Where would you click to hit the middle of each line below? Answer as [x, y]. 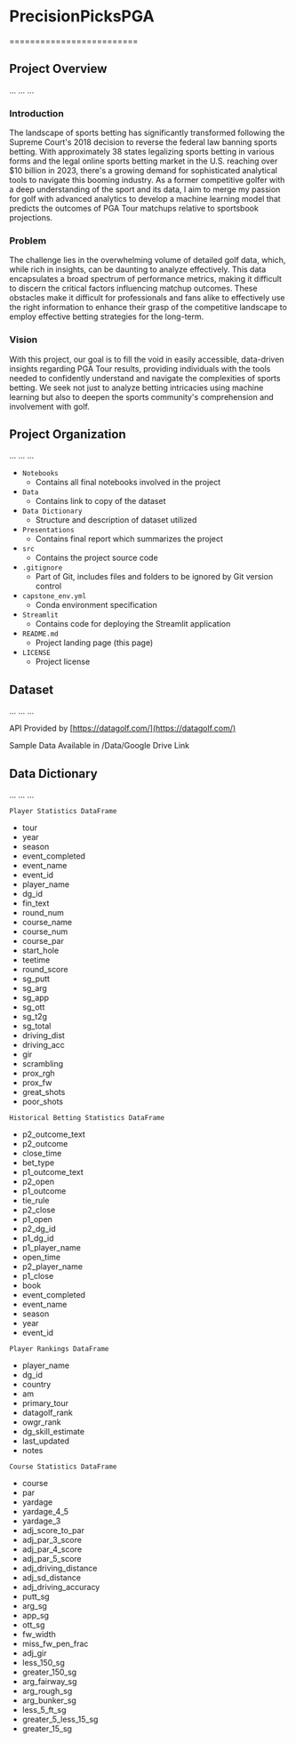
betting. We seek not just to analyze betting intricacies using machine [136, 388]
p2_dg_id [39, 1229]
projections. [31, 218]
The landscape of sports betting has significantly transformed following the [147, 133]
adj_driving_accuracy [61, 1587]
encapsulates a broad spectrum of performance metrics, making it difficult [146, 279]
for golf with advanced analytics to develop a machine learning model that [145, 199]
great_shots [44, 1092]
